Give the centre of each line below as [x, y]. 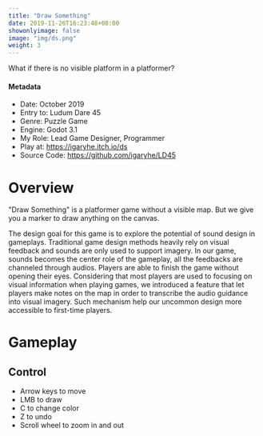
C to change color [50, 408]
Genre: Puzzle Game [54, 122]
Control [27, 372]
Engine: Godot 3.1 [49, 130]
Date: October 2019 [52, 104]
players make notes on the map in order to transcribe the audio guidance [128, 294]
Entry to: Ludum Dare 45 [60, 113]
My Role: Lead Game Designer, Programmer [92, 138]
